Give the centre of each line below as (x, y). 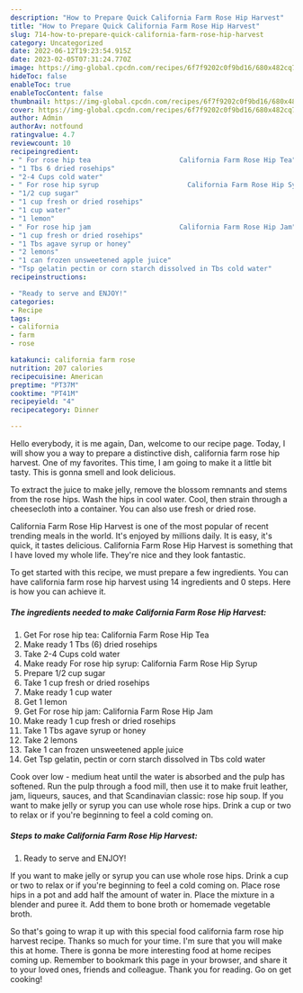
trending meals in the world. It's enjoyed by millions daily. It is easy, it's (141, 536)
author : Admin (37, 118)
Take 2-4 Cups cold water (71, 654)
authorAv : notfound (47, 127)
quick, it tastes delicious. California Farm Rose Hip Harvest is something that (151, 545)
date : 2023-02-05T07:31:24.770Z (71, 59)
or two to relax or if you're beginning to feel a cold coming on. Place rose (145, 885)
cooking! (27, 979)
